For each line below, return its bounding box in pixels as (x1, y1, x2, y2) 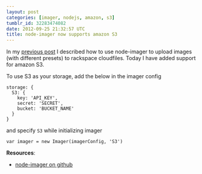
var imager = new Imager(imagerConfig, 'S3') (6, 139, 123, 145)
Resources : (6, 149, 36, 156)
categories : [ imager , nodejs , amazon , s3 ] (6, 15, 115, 21)
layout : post (6, 8, 39, 15)
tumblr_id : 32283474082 (6, 20, 67, 26)
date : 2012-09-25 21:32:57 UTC (6, 25, 85, 32)
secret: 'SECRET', (17, 101, 64, 107)
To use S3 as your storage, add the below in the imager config (6, 73, 161, 80)
